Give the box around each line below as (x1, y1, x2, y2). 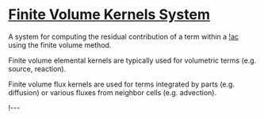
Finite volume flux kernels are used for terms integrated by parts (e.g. (8, 79, 235, 89)
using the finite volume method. (8, 40, 112, 49)
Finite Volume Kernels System (8, 6, 210, 24)
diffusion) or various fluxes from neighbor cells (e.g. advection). (8, 87, 216, 97)
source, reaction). (8, 63, 67, 73)
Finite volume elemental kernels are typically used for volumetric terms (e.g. (8, 56, 257, 65)
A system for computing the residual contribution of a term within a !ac (8, 32, 239, 41)
